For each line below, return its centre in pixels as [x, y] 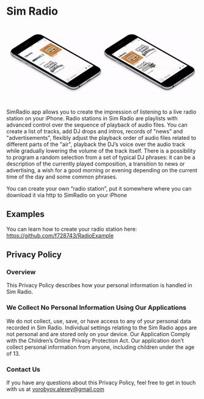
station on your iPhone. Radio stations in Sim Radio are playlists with [92, 118]
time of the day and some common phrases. [62, 177]
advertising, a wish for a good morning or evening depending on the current [102, 170]
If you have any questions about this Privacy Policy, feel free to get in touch [101, 383]
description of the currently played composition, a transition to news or [96, 164]
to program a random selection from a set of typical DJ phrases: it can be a [101, 157]
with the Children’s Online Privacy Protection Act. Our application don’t [95, 340]
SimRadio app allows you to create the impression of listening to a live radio [101, 112]
